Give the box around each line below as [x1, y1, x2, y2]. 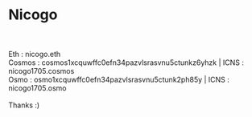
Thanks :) [8, 100, 40, 110]
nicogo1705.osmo [8, 83, 67, 93]
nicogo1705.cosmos [8, 66, 75, 75]
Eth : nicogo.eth [8, 49, 61, 58]
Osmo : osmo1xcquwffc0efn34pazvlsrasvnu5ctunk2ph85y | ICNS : [8, 75, 229, 84]
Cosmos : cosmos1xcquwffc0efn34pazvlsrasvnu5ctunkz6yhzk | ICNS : [8, 58, 244, 67]
